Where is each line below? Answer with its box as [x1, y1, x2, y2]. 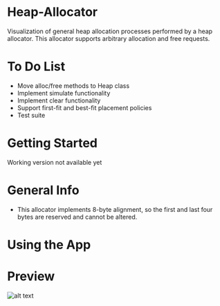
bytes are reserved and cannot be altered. [17, 213, 138, 221]
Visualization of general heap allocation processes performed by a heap [7, 27, 213, 35]
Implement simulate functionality [17, 89, 111, 97]
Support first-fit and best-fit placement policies [17, 103, 152, 111]
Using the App [7, 237, 91, 253]
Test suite [17, 111, 46, 119]
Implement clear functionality [17, 96, 101, 105]
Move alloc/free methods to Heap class [17, 81, 130, 90]
